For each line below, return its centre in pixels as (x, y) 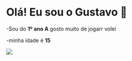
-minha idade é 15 (28, 40)
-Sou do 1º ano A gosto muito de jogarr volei (61, 29)
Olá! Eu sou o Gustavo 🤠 (67, 12)
